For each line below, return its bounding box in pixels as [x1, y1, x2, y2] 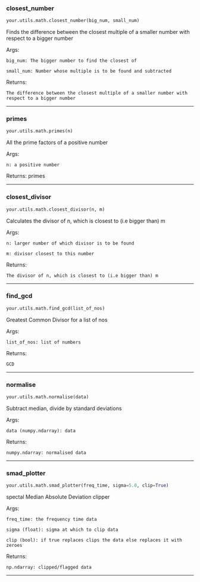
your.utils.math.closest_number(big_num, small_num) [6, 18, 140, 24]
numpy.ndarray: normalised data [6, 449, 86, 456]
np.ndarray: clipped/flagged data [6, 564, 92, 571]
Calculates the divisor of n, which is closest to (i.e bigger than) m [6, 217, 165, 224]
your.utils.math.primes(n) [6, 128, 73, 134]
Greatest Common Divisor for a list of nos [6, 316, 108, 323]
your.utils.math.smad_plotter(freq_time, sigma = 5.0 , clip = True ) [6, 483, 169, 489]
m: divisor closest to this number [6, 251, 95, 256]
